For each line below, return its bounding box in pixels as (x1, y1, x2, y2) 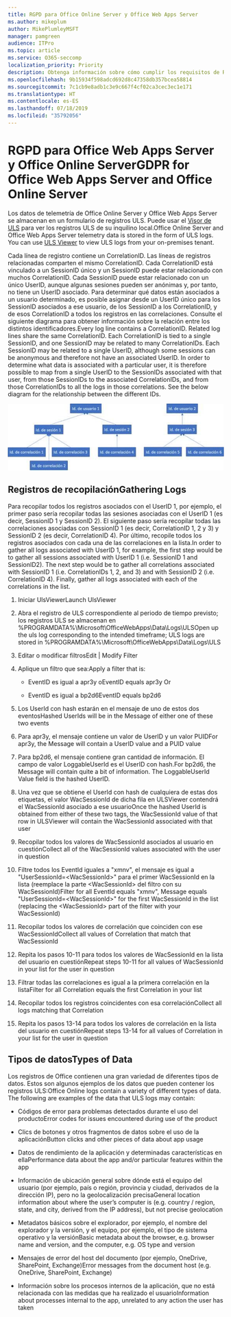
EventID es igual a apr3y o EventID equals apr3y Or (27, 677, 171, 686)
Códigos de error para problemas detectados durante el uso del (17, 1107, 198, 1115)
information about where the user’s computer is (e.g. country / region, (17, 1198, 215, 1206)
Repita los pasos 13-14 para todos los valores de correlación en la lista (17, 1019, 217, 1028)
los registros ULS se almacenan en (17, 616, 116, 624)
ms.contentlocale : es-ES (8, 98, 79, 105)
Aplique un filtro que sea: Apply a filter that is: (17, 664, 146, 673)
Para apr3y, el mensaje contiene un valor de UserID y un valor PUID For (17, 732, 218, 740)
